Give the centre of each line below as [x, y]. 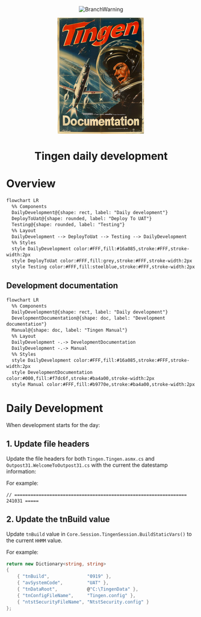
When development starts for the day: [53, 425]
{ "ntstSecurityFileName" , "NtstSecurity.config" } [83, 602]
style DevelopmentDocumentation [52, 372]
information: [21, 471]
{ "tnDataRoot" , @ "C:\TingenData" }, [78, 589]
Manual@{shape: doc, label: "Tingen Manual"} [70, 330]
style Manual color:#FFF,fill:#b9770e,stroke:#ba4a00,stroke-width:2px [104, 384]
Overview [31, 184]
